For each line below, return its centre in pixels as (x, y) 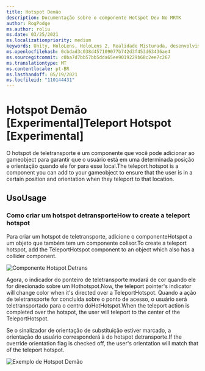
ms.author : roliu (28, 29)
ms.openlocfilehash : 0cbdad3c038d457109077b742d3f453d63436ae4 (88, 52)
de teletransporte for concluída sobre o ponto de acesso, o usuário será (97, 299)
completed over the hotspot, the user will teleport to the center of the (93, 312)
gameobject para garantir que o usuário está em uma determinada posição (100, 160)
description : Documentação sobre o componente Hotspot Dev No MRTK (94, 18)
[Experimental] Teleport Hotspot (89, 123)
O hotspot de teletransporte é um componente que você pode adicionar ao (101, 153)
